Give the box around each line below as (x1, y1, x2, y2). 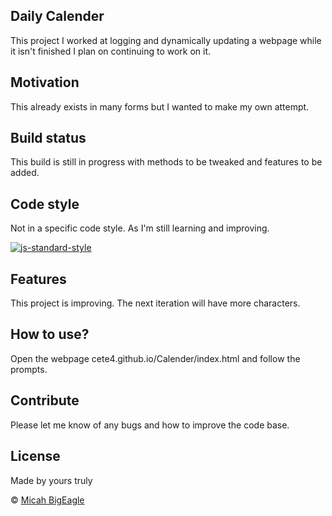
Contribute (10, 392, 80, 409)
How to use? (10, 326, 90, 343)
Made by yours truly (10, 474, 93, 486)
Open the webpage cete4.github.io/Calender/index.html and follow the (10, 352, 301, 364)
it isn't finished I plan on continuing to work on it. (10, 45, 212, 57)
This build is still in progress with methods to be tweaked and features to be (10, 156, 323, 168)
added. (10, 167, 40, 179)
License (10, 448, 61, 465)
